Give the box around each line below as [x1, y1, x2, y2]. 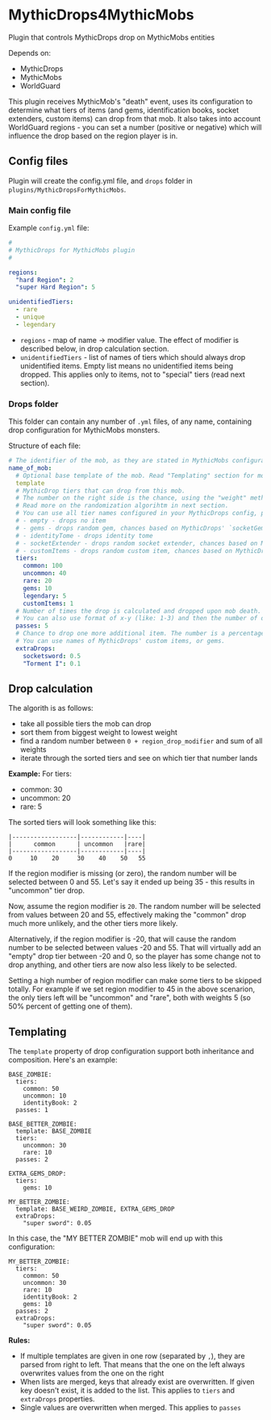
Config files [8, 154, 69, 168]
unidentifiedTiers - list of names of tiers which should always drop [19, 352, 246, 361]
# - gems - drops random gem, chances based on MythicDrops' [15, 524, 226, 532]
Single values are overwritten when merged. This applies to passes [19, 1403, 242, 1413]
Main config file [8, 205, 71, 216]
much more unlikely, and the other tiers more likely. [8, 919, 178, 928]
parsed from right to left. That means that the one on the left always [19, 1360, 245, 1370]
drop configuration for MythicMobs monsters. [8, 425, 161, 435]
